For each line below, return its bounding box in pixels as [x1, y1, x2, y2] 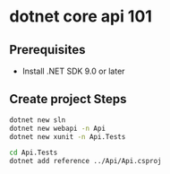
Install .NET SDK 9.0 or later [21, 65, 125, 76]
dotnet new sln [9, 115, 66, 125]
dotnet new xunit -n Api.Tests [9, 132, 126, 141]
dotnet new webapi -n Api [9, 124, 106, 133]
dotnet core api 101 [9, 6, 152, 27]
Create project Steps [9, 91, 127, 107]
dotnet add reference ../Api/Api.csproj [9, 157, 163, 166]
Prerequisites [9, 42, 86, 57]
